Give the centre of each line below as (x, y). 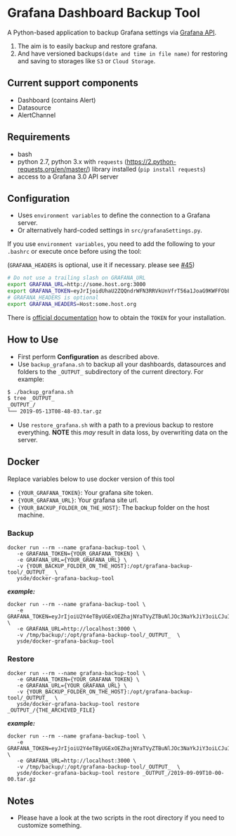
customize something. (50, 825)
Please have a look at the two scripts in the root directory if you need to (121, 818)
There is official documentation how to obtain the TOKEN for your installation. (117, 317)
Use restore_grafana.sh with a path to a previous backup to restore (116, 425)
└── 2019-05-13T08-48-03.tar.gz (54, 412)
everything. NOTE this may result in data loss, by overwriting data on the (123, 432)
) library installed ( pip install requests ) (146, 169)
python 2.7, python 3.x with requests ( (72, 161)
